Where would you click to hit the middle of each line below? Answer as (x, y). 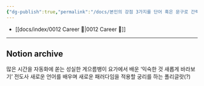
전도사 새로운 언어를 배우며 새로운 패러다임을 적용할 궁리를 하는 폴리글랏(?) (103, 77)
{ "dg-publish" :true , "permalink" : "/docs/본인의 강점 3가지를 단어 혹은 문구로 (97, 12)
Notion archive (35, 54)
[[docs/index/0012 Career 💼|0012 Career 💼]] (70, 29)
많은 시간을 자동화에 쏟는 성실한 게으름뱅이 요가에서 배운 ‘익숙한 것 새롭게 (93, 69)
